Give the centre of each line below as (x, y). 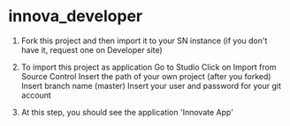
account (36, 95)
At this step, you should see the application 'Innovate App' (127, 112)
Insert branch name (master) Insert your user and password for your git (151, 85)
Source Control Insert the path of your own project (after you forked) (146, 76)
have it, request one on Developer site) (92, 49)
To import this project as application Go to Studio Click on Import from (149, 67)
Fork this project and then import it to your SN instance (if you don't (144, 41)
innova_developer (76, 16)
